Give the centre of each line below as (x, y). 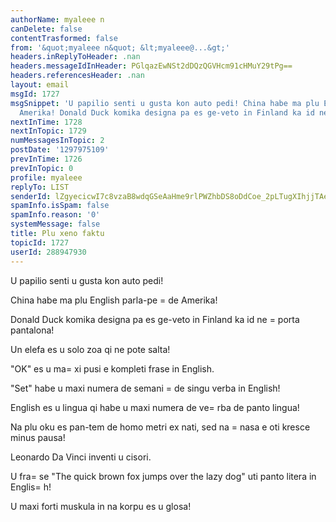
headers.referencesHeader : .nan (77, 76)
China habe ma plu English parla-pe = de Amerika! (114, 300)
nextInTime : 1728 (46, 122)
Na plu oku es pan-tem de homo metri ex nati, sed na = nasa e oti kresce (160, 427)
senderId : (31, 196)
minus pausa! (38, 437)
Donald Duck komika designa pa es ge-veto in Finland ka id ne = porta (155, 319)
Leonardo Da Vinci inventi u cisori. (81, 457)
